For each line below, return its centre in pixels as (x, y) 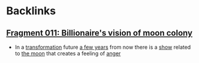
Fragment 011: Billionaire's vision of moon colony (99, 33)
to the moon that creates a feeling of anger (68, 53)
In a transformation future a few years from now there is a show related (103, 47)
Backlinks (31, 11)
